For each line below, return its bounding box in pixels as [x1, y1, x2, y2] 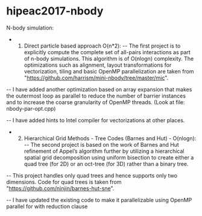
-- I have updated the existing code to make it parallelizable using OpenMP [6, 196, 192, 203]
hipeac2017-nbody [6, 4, 104, 18]
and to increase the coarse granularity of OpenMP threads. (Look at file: [6, 98, 185, 106]
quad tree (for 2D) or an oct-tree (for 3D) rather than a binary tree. [24, 160, 189, 167]
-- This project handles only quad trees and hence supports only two [6, 171, 178, 179]
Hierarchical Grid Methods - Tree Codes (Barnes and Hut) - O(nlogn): [24, 134, 197, 142]
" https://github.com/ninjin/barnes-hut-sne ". [6, 185, 115, 192]
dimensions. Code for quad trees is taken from [6, 178, 122, 185]
